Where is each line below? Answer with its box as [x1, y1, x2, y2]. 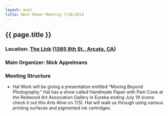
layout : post [5, 7, 33, 12]
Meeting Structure [5, 72, 51, 79]
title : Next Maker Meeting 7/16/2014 [5, 12, 84, 17]
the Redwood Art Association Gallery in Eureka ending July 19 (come [12, 94, 154, 100]
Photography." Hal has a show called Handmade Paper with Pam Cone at [12, 89, 163, 95]
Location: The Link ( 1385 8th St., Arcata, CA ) [5, 45, 116, 52]
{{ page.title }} [5, 30, 52, 39]
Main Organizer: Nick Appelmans [5, 58, 88, 65]
